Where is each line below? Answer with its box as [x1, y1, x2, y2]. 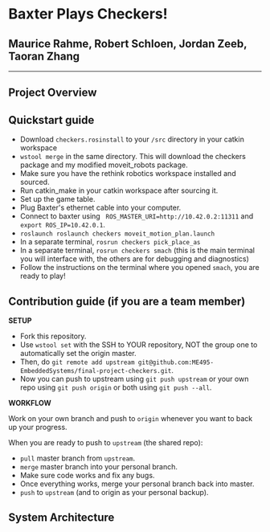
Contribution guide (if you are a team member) [8, 294, 246, 308]
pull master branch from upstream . [19, 453, 136, 463]
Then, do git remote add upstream [19, 357, 135, 366]
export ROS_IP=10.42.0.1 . [19, 220, 106, 230]
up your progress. [8, 423, 67, 432]
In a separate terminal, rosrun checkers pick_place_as [19, 237, 201, 247]
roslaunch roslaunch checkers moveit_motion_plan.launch [19, 230, 215, 238]
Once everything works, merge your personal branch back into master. [19, 479, 255, 489]
